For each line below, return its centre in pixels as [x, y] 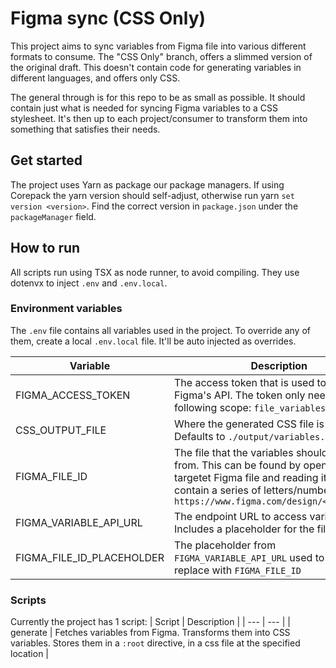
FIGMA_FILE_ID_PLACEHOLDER [90, 557]
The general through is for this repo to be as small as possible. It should [158, 97]
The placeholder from [225, 545]
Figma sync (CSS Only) [108, 18]
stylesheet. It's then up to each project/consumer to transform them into [159, 118]
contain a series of [218, 490]
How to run [45, 248]
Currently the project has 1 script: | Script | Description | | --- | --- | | [150, 622]
